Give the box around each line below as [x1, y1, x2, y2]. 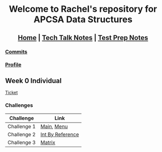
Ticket [5, 90, 18, 95]
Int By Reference [40, 131, 79, 138]
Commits [5, 48, 28, 55]
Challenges [5, 102, 33, 109]
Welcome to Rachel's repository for [9, 3, 157, 15]
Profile [5, 61, 22, 68]
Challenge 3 [7, 139, 36, 146]
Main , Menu [40, 123, 68, 130]
